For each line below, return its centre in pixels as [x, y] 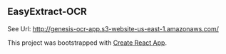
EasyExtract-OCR [47, 12]
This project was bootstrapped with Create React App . [87, 43]
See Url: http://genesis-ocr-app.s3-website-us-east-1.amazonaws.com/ [113, 28]
